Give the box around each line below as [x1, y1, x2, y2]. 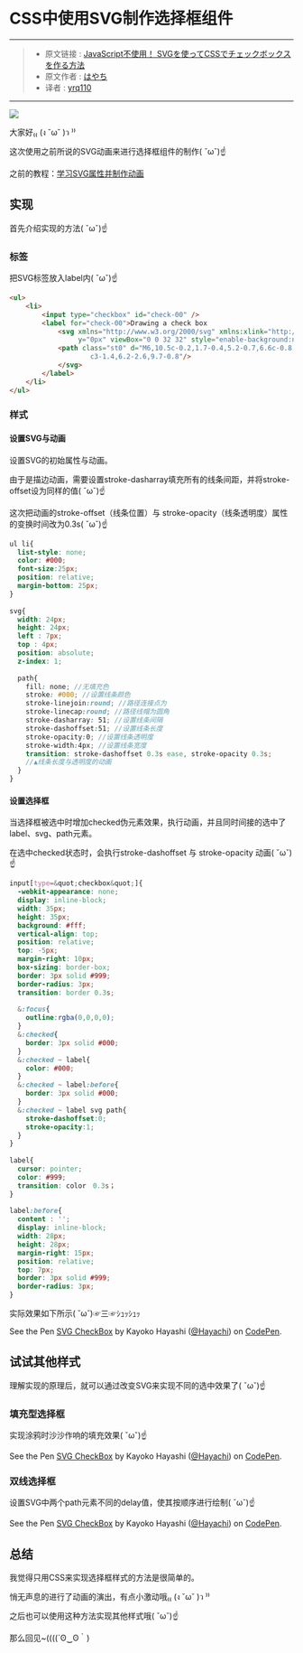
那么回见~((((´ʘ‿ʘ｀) [9, 1632, 90, 1644]
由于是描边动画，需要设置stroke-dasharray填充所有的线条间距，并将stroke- [9, 473, 290, 484]
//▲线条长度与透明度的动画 [25, 758, 112, 767]
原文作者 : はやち [44, 70, 108, 81]
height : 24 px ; [17, 623, 70, 632]
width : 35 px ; [17, 904, 67, 913]
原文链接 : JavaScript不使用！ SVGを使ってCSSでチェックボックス [44, 48, 291, 59]
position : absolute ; [17, 649, 95, 658]
